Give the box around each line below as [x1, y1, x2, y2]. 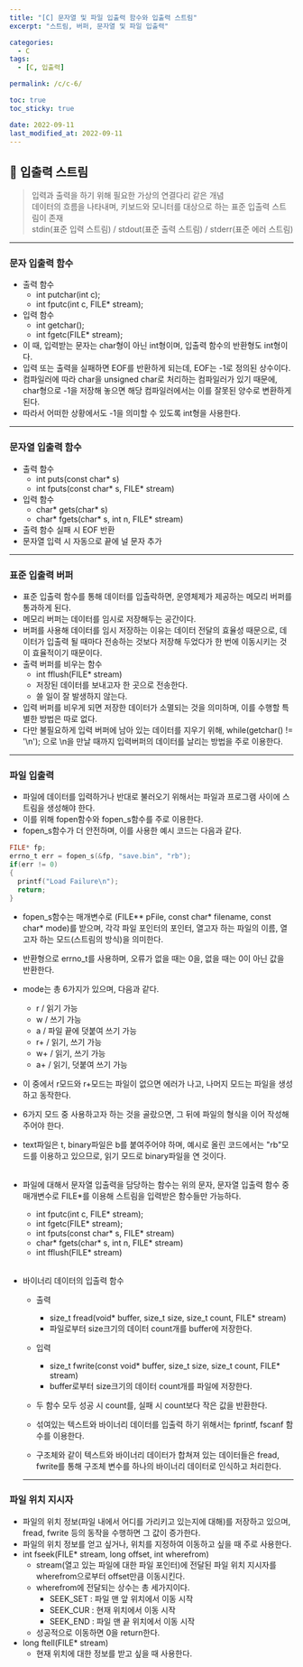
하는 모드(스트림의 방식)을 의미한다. [39, 933, 164, 944]
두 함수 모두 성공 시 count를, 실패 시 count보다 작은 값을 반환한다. [35, 1400, 268, 1411]
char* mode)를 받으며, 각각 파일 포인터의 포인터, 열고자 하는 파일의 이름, [22, 922, 279, 933]
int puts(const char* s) [35, 473, 120, 484]
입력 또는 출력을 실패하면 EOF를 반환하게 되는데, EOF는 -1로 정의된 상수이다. [22, 363, 291, 374]
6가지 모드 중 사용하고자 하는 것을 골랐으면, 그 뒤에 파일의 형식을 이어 [22, 1108, 266, 1119]
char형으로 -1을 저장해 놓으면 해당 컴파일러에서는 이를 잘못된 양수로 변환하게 [22, 385, 292, 396]
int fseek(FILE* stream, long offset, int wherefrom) [22, 1549, 209, 1560]
